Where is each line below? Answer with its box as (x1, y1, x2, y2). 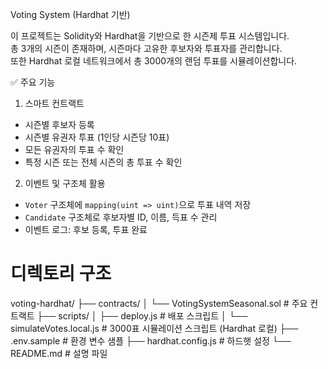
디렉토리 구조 (10, 263, 112, 285)
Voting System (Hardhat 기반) (10, 9, 131, 20)
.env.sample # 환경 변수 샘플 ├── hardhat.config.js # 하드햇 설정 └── (10, 334, 292, 347)
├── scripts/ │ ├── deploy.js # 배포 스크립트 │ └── (36, 309, 248, 322)
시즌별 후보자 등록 (24, 119, 95, 130)
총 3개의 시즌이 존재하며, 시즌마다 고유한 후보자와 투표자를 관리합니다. (10, 43, 283, 54)
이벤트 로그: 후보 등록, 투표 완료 (24, 224, 148, 235)
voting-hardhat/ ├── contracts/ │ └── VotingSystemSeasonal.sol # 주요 (10, 297, 308, 309)
